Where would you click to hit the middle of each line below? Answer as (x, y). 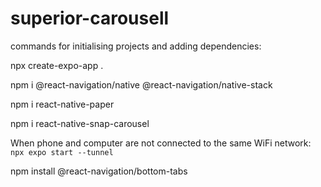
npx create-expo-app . (57, 65)
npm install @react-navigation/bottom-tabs (99, 171)
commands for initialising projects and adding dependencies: (136, 46)
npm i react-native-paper (62, 104)
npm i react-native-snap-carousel (80, 123)
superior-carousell (90, 18)
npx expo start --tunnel (62, 152)
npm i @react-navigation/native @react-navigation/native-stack (141, 84)
